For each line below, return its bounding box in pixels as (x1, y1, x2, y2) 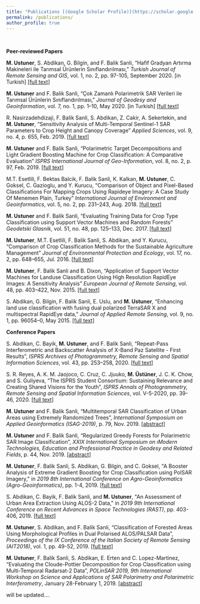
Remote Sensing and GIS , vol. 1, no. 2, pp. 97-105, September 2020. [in (6, 72, 181, 79)
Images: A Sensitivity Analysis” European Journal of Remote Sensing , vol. (6, 280, 187, 287)
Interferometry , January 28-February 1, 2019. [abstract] (6, 580, 143, 587)
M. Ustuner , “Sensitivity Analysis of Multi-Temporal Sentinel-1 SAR (6, 121, 170, 128)
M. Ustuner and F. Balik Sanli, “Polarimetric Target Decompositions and (6, 145, 182, 152)
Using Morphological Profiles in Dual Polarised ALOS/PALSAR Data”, (6, 530, 174, 538)
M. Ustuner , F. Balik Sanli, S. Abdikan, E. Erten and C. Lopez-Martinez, (6, 554, 180, 562)
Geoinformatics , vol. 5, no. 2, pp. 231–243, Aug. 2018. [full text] (6, 201, 162, 208)
